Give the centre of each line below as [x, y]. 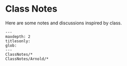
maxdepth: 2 [18, 37]
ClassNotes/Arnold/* [27, 59]
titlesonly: [18, 41]
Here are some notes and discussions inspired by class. [63, 23]
